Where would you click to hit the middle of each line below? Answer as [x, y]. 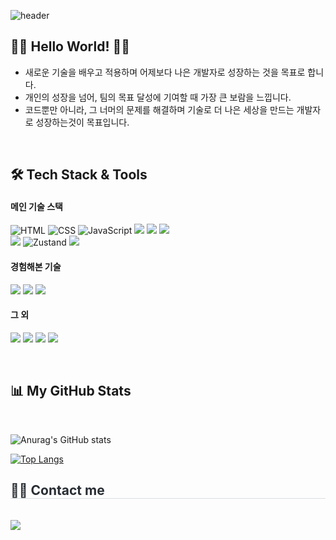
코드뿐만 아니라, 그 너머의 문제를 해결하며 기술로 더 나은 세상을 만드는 [159, 109]
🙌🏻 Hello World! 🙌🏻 [70, 46]
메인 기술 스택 [36, 206]
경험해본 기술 [36, 266]
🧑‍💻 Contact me [57, 490]
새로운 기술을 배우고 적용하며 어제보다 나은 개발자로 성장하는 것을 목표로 [165, 72]
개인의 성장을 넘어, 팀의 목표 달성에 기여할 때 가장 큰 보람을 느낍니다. [158, 97]
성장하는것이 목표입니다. [82, 122]
